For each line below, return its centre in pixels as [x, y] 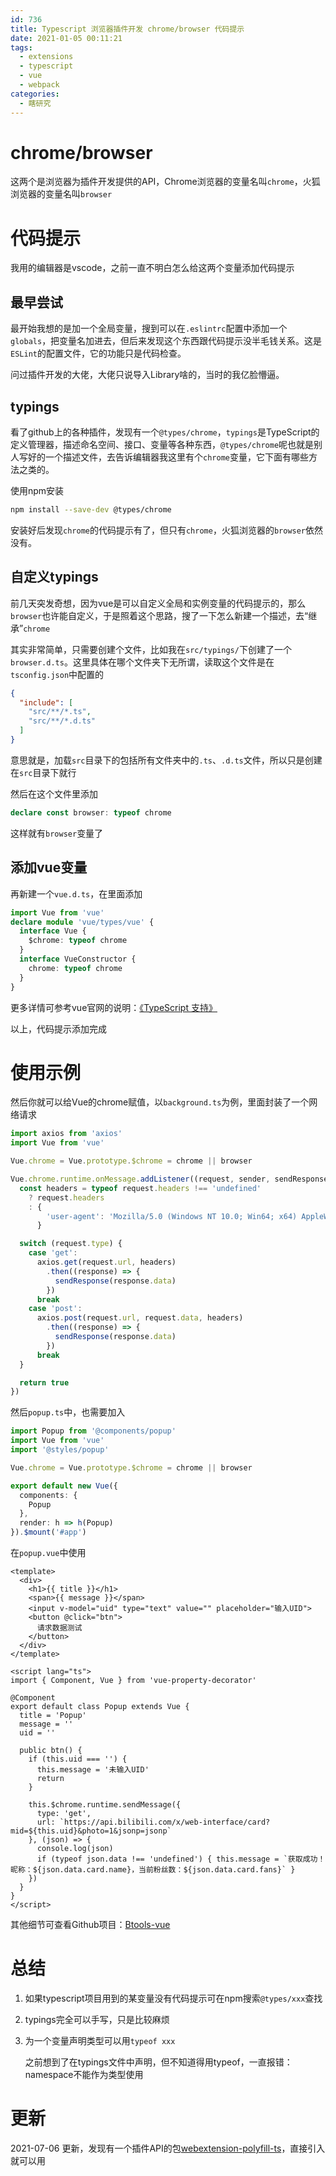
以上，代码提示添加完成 [58, 1028]
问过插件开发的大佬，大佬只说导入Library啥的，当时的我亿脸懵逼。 [147, 375]
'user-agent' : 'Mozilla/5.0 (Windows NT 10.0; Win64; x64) [172, 1216]
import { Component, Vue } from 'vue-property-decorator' [133, 1681]
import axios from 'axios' [66, 1134]
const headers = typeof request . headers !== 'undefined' [140, 1188]
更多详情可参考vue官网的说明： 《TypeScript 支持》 [114, 1007]
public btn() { [51, 1751]
